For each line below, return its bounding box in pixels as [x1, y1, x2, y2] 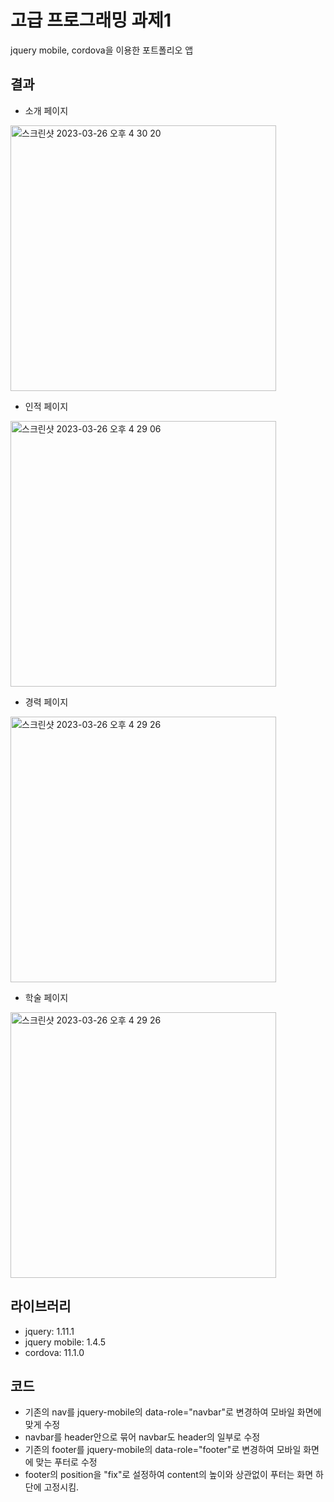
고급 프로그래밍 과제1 [10, 9, 172, 32]
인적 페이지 [24, 400, 69, 412]
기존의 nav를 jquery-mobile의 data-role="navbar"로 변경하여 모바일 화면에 [24, 1406, 322, 1418]
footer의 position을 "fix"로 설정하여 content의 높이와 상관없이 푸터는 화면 [24, 1469, 314, 1481]
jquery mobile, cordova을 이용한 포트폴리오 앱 [10, 44, 194, 56]
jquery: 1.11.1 [24, 1325, 75, 1337]
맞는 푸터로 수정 [35, 1456, 98, 1468]
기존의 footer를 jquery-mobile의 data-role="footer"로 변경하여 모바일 [24, 1444, 302, 1456]
